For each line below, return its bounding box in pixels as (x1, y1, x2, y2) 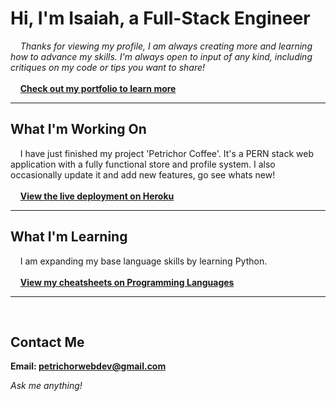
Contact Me (10, 333, 85, 351)
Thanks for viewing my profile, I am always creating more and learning (19, 40, 313, 52)
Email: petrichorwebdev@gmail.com (10, 360, 167, 372)
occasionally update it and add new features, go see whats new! (10, 168, 276, 181)
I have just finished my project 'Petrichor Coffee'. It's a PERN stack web (19, 147, 314, 159)
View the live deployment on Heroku (19, 190, 175, 202)
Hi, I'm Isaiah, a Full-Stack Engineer (10, 7, 311, 30)
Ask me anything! (10, 380, 83, 392)
